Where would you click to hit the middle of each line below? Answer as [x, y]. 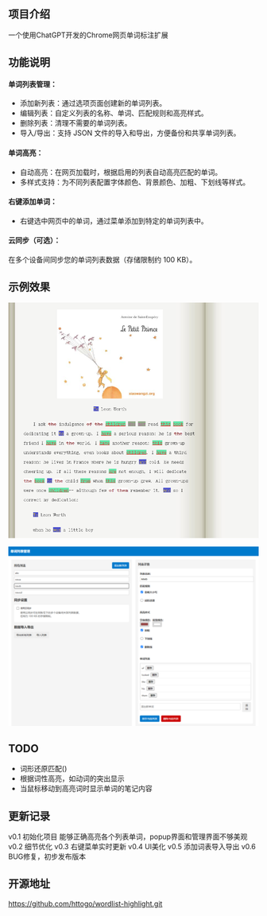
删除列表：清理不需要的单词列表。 [75, 123]
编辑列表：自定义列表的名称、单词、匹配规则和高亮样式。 [114, 113]
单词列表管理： [33, 84]
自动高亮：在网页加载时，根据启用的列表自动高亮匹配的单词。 [121, 172]
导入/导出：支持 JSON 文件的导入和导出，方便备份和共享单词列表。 [130, 133]
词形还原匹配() [43, 769]
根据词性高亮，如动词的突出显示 [72, 778]
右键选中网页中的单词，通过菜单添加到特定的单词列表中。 [114, 220]
